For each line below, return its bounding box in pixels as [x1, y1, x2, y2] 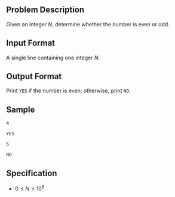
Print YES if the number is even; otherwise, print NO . [6, 87, 131, 95]
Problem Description [6, 5, 85, 15]
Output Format [6, 71, 62, 81]
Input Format [6, 38, 56, 49]
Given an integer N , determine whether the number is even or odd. [6, 20, 170, 28]
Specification [6, 168, 57, 178]
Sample [6, 104, 35, 114]
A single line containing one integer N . [6, 54, 100, 61]
